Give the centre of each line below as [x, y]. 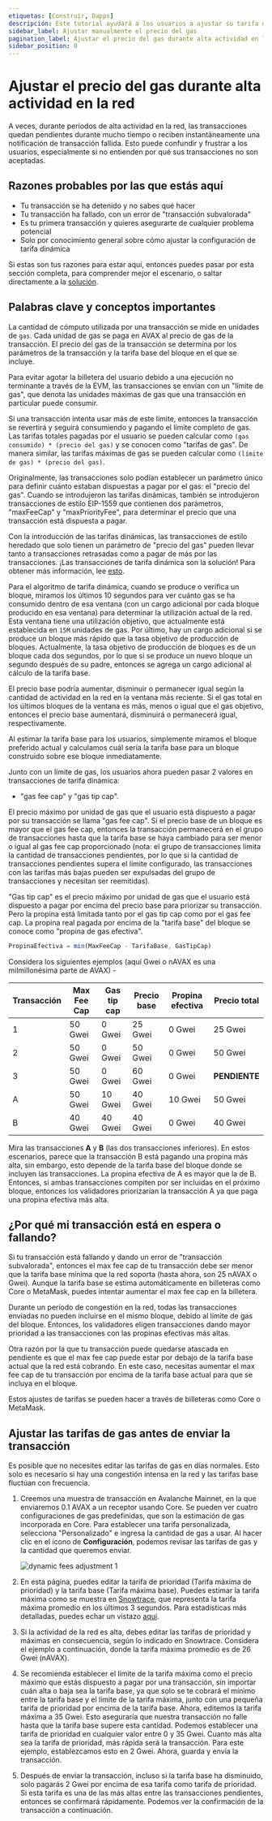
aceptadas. [27, 161]
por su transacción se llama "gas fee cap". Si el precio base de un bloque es [136, 820]
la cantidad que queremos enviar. [76, 1551]
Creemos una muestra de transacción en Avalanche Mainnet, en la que [138, 1499]
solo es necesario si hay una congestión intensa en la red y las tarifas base [134, 1474]
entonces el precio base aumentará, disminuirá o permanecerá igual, [123, 714]
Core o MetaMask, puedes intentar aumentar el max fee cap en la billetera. [133, 1292]
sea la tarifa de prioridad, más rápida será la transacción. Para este [132, 1743]
